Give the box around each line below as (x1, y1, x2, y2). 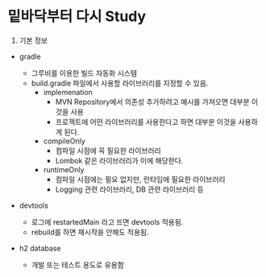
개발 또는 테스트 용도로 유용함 (31, 259, 124, 270)
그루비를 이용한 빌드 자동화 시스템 (31, 68, 138, 77)
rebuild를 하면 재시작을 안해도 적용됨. (31, 227, 150, 237)
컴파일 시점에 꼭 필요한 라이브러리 (55, 146, 162, 155)
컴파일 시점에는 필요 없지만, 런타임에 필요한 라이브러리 (55, 174, 226, 184)
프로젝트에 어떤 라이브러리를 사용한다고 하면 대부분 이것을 (55, 117, 237, 126)
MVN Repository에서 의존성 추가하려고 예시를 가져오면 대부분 (55, 97, 251, 106)
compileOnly (43, 136, 85, 146)
